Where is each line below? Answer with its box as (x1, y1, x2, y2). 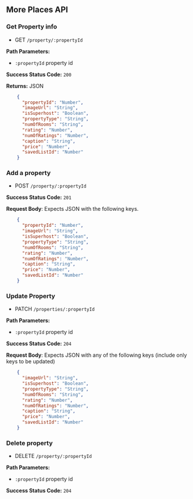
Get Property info (6, 23, 58, 31)
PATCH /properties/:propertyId (14, 305, 95, 313)
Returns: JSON (6, 82, 44, 89)
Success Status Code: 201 (6, 194, 72, 201)
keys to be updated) (6, 358, 55, 365)
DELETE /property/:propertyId (14, 453, 92, 460)
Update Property (6, 292, 55, 300)
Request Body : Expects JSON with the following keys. (6, 205, 139, 213)
